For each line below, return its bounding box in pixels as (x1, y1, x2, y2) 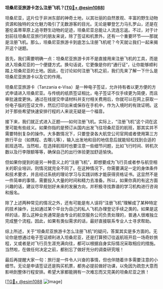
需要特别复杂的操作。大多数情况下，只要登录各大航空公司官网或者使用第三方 (5, 131, 158, 136)
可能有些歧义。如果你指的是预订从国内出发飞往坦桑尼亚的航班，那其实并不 (9, 125, 158, 130)
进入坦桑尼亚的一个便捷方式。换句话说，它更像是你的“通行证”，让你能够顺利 (5, 62, 158, 67)
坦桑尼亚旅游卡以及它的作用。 (5, 74, 65, 80)
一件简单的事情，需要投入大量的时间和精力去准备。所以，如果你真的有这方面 (5, 177, 158, 183)
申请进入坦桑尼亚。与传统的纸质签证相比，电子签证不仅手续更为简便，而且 (9, 90, 158, 96)
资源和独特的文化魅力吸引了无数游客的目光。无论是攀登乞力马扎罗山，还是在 (5, 21, 158, 27)
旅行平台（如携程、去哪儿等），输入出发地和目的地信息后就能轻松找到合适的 (5, 137, 156, 143)
